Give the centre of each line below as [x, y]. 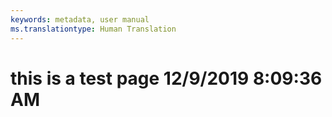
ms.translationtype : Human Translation [93, 29]
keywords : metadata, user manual [80, 19]
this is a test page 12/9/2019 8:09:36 [166, 78]
